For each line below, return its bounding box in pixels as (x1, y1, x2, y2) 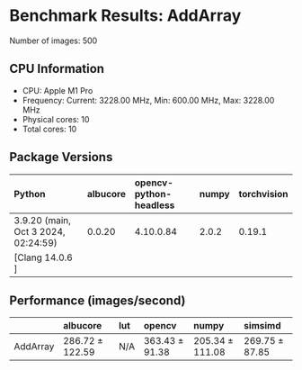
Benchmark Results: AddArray (9, 5, 242, 26)
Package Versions (9, 149, 113, 165)
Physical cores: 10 (22, 113, 90, 124)
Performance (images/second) (9, 293, 186, 308)
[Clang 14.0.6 (13, 251, 74, 264)
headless (134, 199, 175, 212)
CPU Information (9, 61, 105, 77)
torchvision (238, 187, 289, 200)
